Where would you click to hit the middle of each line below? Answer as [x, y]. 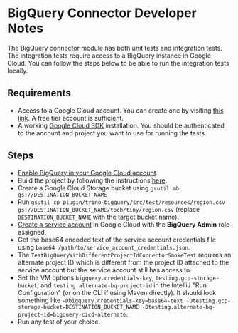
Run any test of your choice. [59, 322]
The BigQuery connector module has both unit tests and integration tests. [115, 48]
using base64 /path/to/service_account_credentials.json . [104, 247]
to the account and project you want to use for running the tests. [112, 133]
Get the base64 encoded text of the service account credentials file [117, 240]
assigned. [32, 232]
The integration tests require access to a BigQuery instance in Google [109, 56]
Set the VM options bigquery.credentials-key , [86, 277]
